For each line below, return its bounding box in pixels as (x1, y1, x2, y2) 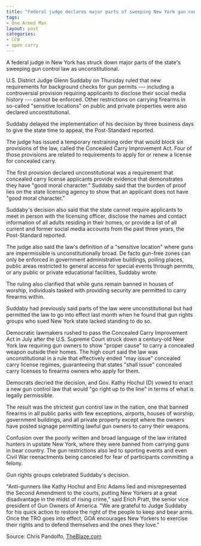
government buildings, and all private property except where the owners (6, 416, 185, 423)
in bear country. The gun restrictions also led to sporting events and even (6, 446, 187, 454)
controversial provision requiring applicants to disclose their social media (6, 89, 187, 97)
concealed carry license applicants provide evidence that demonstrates (6, 175, 184, 182)
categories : (6, 31, 36, 37)
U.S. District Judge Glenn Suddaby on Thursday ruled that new (6, 76, 162, 84)
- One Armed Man (6, 20, 47, 26)
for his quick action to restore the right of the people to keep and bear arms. (6, 508, 194, 515)
